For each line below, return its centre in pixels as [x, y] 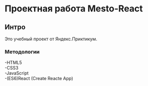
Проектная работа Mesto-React [74, 9]
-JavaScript [17, 73]
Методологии [22, 52]
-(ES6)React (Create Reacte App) [39, 79]
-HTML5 [13, 63]
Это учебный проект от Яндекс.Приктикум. [51, 39]
